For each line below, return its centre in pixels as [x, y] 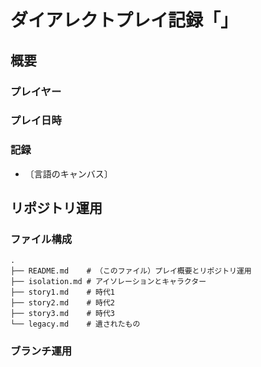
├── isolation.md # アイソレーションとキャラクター [108, 282]
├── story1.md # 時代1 [62, 292]
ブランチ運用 [41, 351]
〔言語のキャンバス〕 [68, 173]
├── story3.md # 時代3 [62, 314]
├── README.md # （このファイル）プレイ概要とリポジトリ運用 [131, 271]
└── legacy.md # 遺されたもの [75, 324]
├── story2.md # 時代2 [62, 303]
